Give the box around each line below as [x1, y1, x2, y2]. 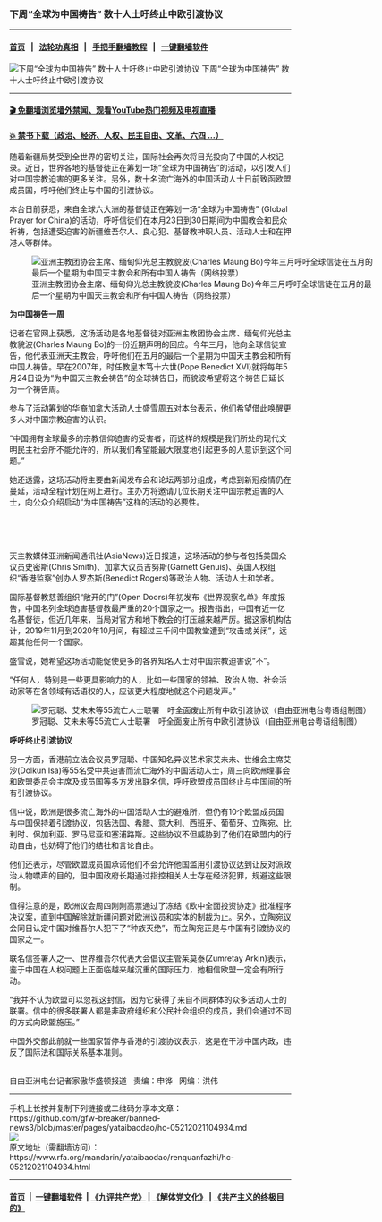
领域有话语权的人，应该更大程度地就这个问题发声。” [47, 686, 237, 697]
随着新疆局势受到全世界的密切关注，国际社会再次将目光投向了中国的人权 [9, 151, 276, 162]
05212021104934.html [9, 1161, 91, 1173]
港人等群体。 [9, 237, 56, 248]
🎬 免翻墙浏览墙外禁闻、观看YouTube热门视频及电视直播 [9, 105, 216, 115]
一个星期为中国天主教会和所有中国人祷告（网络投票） [38, 290, 235, 301]
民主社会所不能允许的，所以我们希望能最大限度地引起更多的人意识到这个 [16, 445, 284, 455]
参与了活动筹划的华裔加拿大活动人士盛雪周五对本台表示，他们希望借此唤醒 [9, 403, 284, 413]
